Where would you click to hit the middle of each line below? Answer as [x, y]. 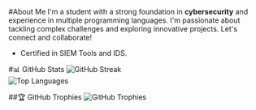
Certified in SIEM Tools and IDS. [74, 53]
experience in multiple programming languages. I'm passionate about [124, 20]
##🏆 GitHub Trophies [46, 97]
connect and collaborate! [50, 37]
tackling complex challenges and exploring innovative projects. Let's [123, 29]
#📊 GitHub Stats [37, 69]
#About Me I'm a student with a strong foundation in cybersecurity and [128, 12]
